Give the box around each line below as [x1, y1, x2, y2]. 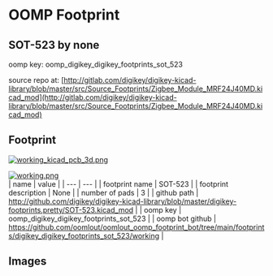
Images [8, 254, 47, 269]
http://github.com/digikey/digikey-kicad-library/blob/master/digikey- [8, 196, 237, 206]
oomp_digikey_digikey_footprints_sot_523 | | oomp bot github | [8, 213, 217, 223]
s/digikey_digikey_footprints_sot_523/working [8, 231, 160, 240]
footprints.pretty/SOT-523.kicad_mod [8, 205, 134, 214]
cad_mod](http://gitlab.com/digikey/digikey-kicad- [8, 93, 177, 102]
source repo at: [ [8, 75, 64, 84]
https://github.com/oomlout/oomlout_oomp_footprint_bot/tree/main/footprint [8, 222, 265, 232]
